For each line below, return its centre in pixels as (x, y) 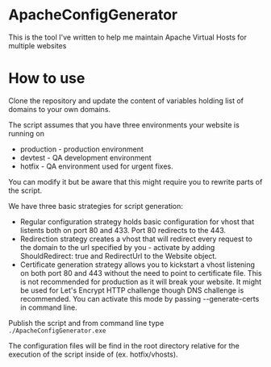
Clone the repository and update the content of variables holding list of (126, 100)
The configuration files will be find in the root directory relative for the (124, 345)
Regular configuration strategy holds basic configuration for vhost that (137, 221)
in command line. (49, 307)
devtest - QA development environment (85, 157)
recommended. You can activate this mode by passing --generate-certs (140, 298)
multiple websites (38, 45)
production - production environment (81, 149)
